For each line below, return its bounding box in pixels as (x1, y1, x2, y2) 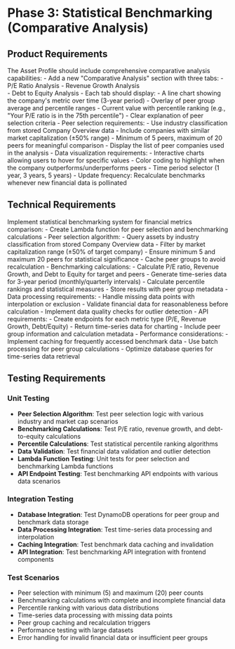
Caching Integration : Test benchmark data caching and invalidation (17, 540, 214, 548)
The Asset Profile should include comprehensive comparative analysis (7, 67, 210, 75)
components (17, 555, 54, 563)
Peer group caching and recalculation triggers (17, 619, 151, 627)
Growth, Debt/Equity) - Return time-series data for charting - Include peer (7, 322, 221, 330)
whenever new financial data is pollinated (7, 179, 128, 187)
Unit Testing (7, 394, 50, 404)
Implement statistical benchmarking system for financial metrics (7, 217, 193, 226)
